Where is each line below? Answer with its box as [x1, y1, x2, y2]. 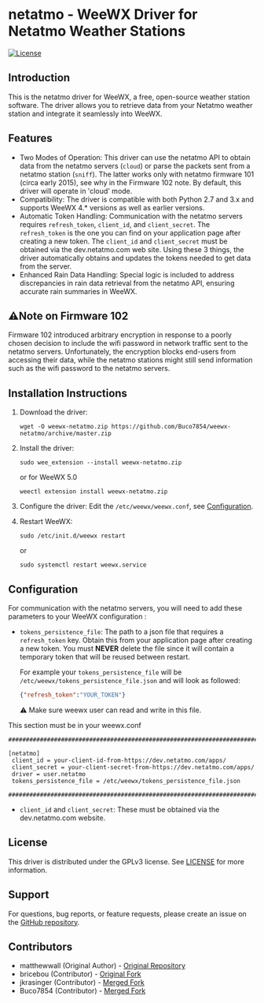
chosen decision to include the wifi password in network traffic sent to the [8, 339, 249, 348]
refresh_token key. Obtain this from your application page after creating [19, 636, 253, 645]
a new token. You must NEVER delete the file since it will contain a [19, 644, 234, 653]
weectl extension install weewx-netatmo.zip [19, 488, 168, 496]
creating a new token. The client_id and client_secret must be [19, 236, 228, 246]
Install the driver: [19, 444, 75, 453]
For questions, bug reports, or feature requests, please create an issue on [8, 908, 247, 919]
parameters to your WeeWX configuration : [8, 612, 147, 621]
